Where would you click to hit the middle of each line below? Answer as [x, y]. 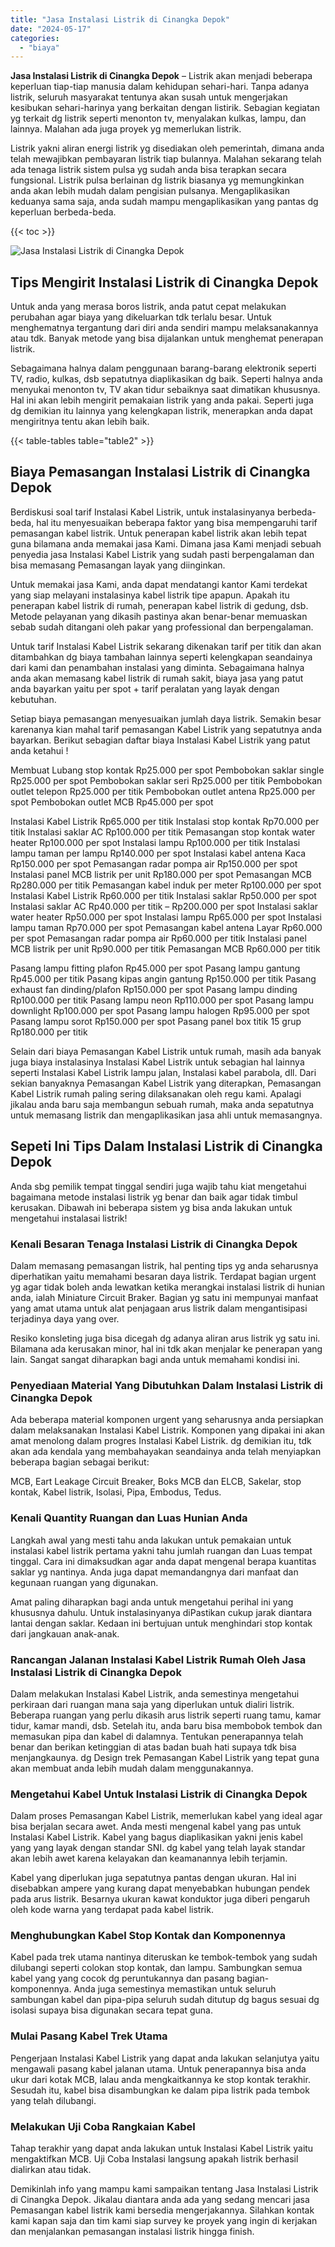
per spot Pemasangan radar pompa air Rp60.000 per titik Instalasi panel [158, 938]
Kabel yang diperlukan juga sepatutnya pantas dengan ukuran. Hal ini [153, 1878]
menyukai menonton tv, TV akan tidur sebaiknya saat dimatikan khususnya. [165, 390]
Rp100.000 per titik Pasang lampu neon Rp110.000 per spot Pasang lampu [162, 1000]
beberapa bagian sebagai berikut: [80, 1462]
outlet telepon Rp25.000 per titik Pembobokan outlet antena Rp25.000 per [163, 791]
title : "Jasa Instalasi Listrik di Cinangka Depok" [120, 19]
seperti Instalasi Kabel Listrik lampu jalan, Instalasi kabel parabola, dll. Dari [163, 1072]
